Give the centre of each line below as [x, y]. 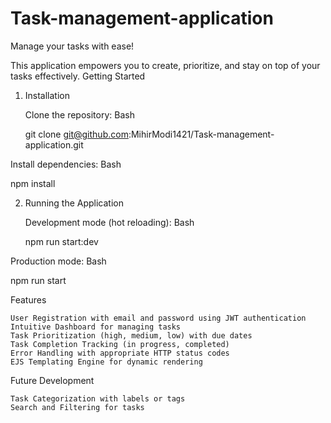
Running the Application [74, 203]
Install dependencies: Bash [66, 164]
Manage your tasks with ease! [72, 46]
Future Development [52, 380]
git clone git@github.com [76, 134]
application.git [54, 144]
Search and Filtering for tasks [77, 407]
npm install [33, 183]
